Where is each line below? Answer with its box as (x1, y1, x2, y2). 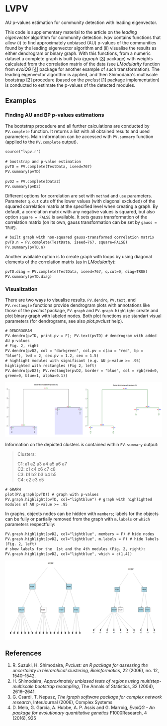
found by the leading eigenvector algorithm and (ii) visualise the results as (5, 45, 157, 51)
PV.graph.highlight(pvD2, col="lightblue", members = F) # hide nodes (5, 532, 155, 537)
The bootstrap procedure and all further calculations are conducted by (5, 123, 150, 129)
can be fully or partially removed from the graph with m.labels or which (5, 516, 150, 522)
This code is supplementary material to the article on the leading (5, 29, 138, 35)
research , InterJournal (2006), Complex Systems (12, 699, 113, 706)
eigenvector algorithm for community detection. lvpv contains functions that (5, 34, 161, 40)
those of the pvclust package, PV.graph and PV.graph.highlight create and (5, 307, 159, 313)
